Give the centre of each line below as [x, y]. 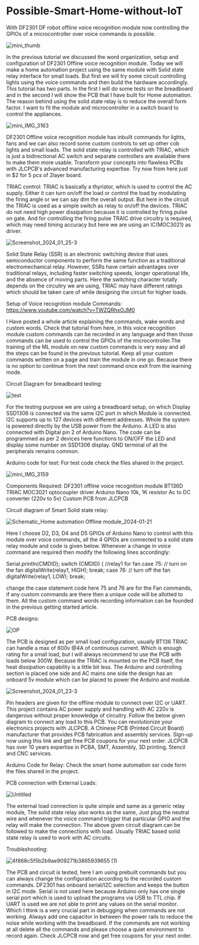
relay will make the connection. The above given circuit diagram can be [93, 825]
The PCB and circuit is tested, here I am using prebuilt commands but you [96, 872]
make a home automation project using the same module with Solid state [95, 69]
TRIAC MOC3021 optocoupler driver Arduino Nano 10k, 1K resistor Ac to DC [99, 492]
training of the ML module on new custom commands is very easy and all [96, 346]
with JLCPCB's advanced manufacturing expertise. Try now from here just [97, 169]
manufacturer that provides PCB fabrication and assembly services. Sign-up [99, 734]
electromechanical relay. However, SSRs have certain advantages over [93, 267]
